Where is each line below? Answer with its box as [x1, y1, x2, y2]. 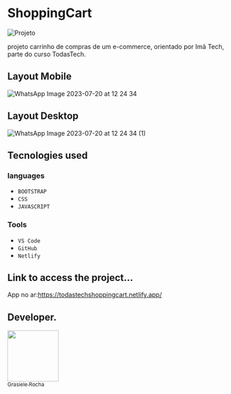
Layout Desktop [7, 110, 79, 122]
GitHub [17, 245, 38, 252]
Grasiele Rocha [7, 381, 45, 388]
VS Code [17, 237, 41, 245]
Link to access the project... [7, 272, 134, 284]
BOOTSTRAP [17, 188, 48, 196]
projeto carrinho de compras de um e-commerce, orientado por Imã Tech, [7, 42, 225, 50]
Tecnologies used [7, 149, 88, 161]
